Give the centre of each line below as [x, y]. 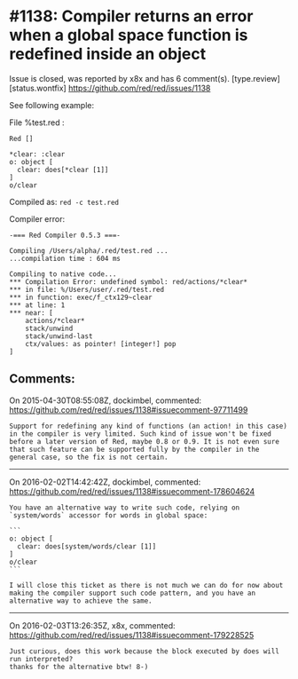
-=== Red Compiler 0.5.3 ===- [65, 235]
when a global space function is [129, 35]
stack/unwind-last [59, 336]
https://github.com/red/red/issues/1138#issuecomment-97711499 [129, 409]
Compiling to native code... [63, 274]
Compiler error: [37, 218]
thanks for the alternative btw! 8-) [79, 667]
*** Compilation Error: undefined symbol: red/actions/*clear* [129, 281]
